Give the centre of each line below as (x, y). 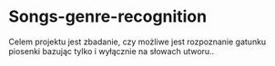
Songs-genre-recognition (107, 17)
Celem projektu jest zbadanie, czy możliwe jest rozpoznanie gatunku (137, 42)
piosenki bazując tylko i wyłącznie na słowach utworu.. (112, 51)
